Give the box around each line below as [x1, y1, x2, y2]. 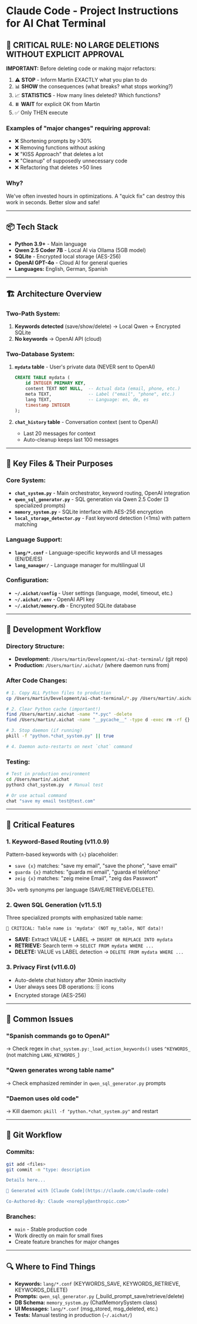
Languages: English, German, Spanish [14, 266, 108, 273]
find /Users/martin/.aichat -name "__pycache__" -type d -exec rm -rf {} [6, 717, 191, 723]
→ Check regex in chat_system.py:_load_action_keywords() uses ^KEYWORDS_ [6, 1045, 191, 1052]
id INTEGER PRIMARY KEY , [25, 380, 86, 386]
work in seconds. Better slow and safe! [6, 198, 100, 205]
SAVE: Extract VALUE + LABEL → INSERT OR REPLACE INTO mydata [14, 936, 173, 943]
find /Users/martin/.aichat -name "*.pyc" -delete [6, 711, 133, 718]
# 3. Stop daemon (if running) [6, 728, 83, 734]
